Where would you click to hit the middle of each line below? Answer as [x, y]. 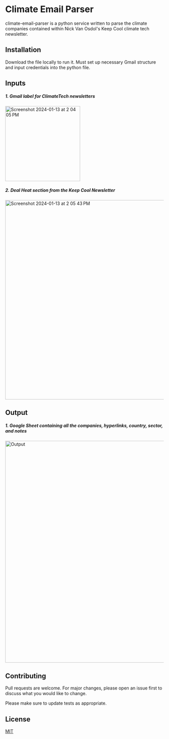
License [18, 719]
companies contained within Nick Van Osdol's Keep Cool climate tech [77, 28]
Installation [23, 50]
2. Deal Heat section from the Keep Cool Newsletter [60, 190]
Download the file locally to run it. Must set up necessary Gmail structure [81, 62]
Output [16, 413]
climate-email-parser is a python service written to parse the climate [76, 23]
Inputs [16, 84]
